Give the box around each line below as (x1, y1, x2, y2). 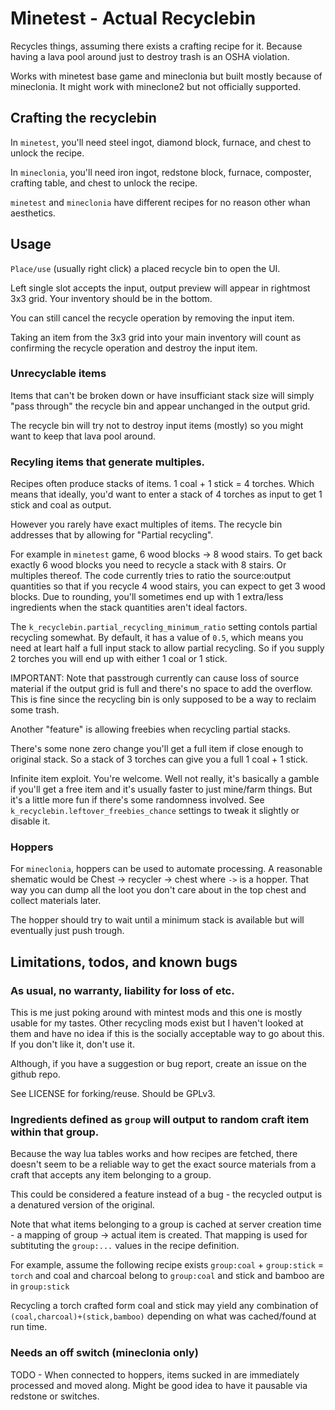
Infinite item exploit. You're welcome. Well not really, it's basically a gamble (10, 773, 320, 785)
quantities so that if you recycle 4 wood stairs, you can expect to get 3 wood (10, 580, 326, 592)
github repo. (10, 1068, 61, 1081)
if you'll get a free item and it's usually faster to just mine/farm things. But (10, 783, 313, 796)
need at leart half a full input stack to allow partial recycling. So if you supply (10, 642, 325, 654)
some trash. (10, 704, 60, 716)
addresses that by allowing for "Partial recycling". (10, 529, 214, 541)
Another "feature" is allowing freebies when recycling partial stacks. (10, 723, 291, 736)
